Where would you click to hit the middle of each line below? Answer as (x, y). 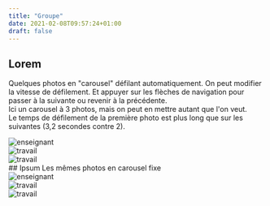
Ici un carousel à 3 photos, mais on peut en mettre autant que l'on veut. (128, 109)
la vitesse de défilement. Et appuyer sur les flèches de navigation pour (126, 92)
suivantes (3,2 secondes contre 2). (67, 127)
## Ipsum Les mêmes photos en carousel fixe (85, 168)
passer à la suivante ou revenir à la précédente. (88, 101)
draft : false (30, 31)
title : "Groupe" (36, 16)
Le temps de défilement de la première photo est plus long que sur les (126, 118)
